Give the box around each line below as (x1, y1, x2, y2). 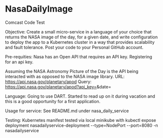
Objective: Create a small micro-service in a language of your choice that (5, 29, 152, 34)
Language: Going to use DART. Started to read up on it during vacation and (5, 93, 156, 99)
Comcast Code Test (5, 19, 45, 25)
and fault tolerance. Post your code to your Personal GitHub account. (5, 44, 144, 50)
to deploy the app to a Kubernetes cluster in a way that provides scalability (5, 39, 155, 45)
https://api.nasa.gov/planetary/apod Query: (5, 79, 91, 85)
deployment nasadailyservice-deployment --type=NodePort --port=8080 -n (5, 122, 158, 128)
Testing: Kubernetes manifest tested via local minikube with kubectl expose (5, 117, 157, 123)
